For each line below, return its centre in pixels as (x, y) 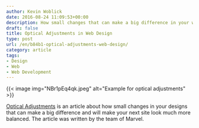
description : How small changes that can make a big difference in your (98, 22)
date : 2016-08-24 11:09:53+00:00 (47, 17)
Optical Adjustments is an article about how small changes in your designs (97, 106)
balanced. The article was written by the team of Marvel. (75, 119)
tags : (13, 55)
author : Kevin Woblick (34, 12)
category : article (29, 50)
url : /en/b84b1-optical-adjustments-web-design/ (67, 45)
